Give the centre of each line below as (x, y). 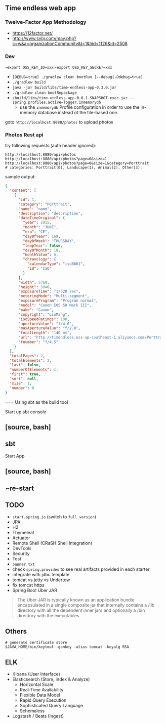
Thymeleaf (23, 533)
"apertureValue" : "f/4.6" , (46, 324)
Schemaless (32, 711)
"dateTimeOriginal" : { (41, 218)
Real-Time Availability (41, 689)
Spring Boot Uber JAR (35, 591)
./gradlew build (29, 82)
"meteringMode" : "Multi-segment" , (54, 296)
